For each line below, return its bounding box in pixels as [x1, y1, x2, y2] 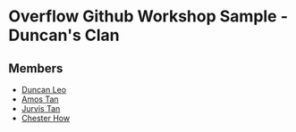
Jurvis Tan [21, 103, 61, 113]
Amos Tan [21, 94, 59, 104]
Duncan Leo [21, 85, 67, 95]
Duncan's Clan [8, 25, 120, 45]
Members [8, 61, 63, 76]
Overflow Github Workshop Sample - [8, 6, 288, 27]
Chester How [21, 113, 71, 123]
